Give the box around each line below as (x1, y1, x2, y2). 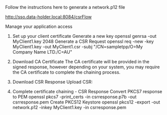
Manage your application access (5, 23, 73, 29)
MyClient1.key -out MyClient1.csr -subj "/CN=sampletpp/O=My (12, 44, 143, 49)
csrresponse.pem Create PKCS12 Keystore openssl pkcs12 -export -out (12, 99, 160, 105)
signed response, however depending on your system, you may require (12, 64, 160, 70)
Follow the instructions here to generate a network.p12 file (5, 4, 125, 10)
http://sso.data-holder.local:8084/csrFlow (5, 14, 92, 19)
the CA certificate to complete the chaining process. (12, 69, 121, 75)
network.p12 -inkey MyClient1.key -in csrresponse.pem (12, 105, 126, 110)
